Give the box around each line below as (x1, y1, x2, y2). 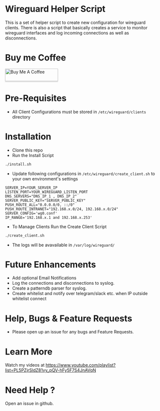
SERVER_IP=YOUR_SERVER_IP (5, 185, 57, 190)
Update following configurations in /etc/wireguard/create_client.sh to (12, 171, 155, 176)
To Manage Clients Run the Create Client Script (12, 223, 107, 230)
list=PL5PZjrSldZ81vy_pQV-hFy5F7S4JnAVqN (5, 367, 96, 373)
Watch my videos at (5, 362, 45, 368)
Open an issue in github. (5, 401, 54, 407)
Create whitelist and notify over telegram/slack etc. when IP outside (12, 291, 148, 296)
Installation (5, 131, 52, 142)
